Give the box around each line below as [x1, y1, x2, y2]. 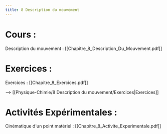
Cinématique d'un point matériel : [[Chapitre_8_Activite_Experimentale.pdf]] [5, 123, 161, 129]
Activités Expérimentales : [5, 106, 117, 118]
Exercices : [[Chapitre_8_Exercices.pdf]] [5, 79, 88, 85]
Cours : [5, 28, 37, 40]
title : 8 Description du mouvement [5, 7, 80, 12]
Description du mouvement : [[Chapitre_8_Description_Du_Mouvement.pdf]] [5, 45, 162, 51]
